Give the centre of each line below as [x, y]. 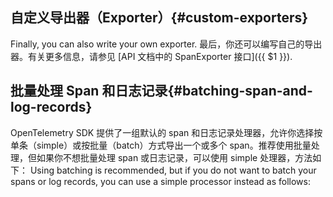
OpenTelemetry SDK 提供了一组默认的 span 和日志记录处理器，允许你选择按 [166, 132]
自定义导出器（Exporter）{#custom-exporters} [159, 18]
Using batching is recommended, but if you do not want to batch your [173, 170]
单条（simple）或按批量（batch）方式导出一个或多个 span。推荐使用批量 [161, 145]
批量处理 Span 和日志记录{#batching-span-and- [161, 91]
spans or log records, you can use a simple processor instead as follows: [160, 181]
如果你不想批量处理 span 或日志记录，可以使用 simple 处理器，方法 [174, 157]
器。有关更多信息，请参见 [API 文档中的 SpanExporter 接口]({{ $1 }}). [151, 56]
